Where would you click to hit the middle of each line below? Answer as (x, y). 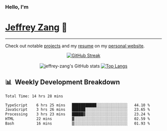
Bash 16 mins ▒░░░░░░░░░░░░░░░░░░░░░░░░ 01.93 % (78, 124)
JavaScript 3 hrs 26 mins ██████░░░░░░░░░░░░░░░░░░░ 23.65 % (78, 110)
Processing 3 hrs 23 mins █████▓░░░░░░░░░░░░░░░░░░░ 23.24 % (78, 114)
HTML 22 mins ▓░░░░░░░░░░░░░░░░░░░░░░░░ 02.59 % (78, 119)
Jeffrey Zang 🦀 (36, 28)
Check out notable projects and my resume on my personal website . (75, 46)
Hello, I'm (17, 7)
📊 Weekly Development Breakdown (63, 82)
